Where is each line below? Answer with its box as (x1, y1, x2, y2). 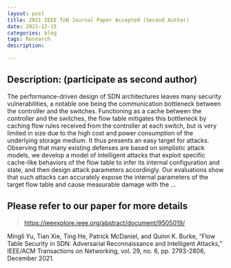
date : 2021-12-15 (7, 23, 57, 30)
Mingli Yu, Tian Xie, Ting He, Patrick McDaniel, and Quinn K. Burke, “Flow (7, 232, 216, 240)
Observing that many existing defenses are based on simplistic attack (7, 143, 205, 152)
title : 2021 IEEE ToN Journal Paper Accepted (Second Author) (7, 17, 190, 23)
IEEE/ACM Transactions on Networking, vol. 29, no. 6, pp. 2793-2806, (7, 247, 205, 255)
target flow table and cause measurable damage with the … (7, 180, 177, 189)
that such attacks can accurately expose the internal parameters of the (7, 173, 209, 181)
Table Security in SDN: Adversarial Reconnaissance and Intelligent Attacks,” (7, 239, 223, 247)
